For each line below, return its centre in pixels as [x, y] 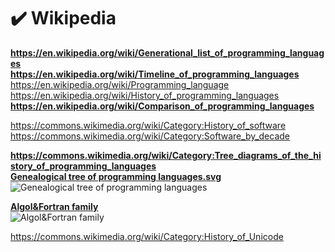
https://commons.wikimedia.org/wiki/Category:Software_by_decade [150, 136]
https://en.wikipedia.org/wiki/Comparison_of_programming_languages [162, 106]
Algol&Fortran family [54, 206]
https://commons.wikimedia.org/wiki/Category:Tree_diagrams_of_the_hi [166, 155]
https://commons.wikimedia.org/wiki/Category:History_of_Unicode [147, 236]
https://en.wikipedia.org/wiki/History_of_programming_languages [145, 95]
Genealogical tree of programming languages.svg [116, 176]
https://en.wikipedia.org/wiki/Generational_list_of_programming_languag [167, 52]
